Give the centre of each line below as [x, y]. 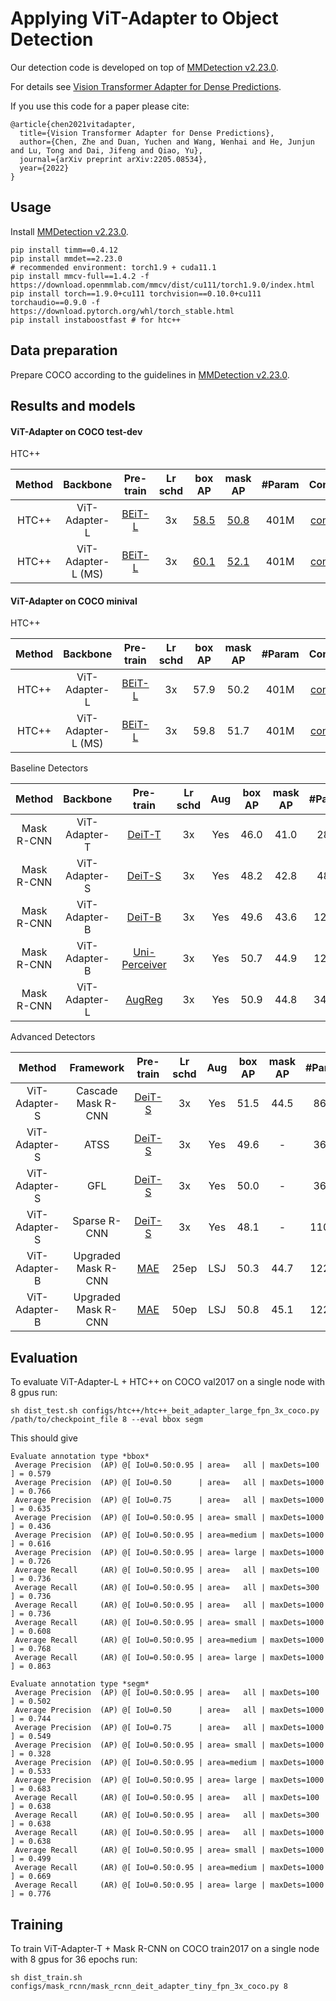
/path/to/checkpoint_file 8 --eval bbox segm [106, 1420]
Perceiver [144, 965]
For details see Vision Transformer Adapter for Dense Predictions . [146, 86]
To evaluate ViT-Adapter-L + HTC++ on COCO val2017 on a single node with [168, 1382]
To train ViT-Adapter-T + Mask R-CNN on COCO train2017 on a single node [165, 1948]
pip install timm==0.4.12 [64, 250]
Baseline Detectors [49, 768]
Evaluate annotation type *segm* [80, 1684]
